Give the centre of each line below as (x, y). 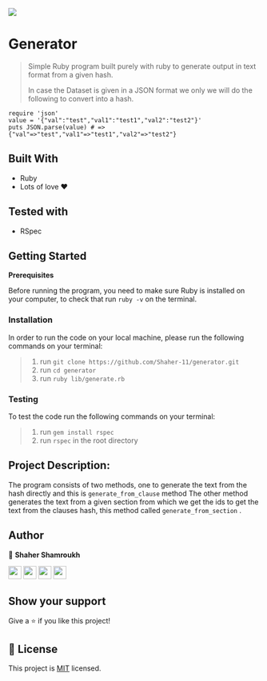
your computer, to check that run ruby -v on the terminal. (103, 299)
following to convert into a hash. (81, 98)
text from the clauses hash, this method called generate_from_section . (125, 510)
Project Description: (59, 466)
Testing (23, 399)
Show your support (57, 601)
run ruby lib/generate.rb (82, 378)
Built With (33, 159)
